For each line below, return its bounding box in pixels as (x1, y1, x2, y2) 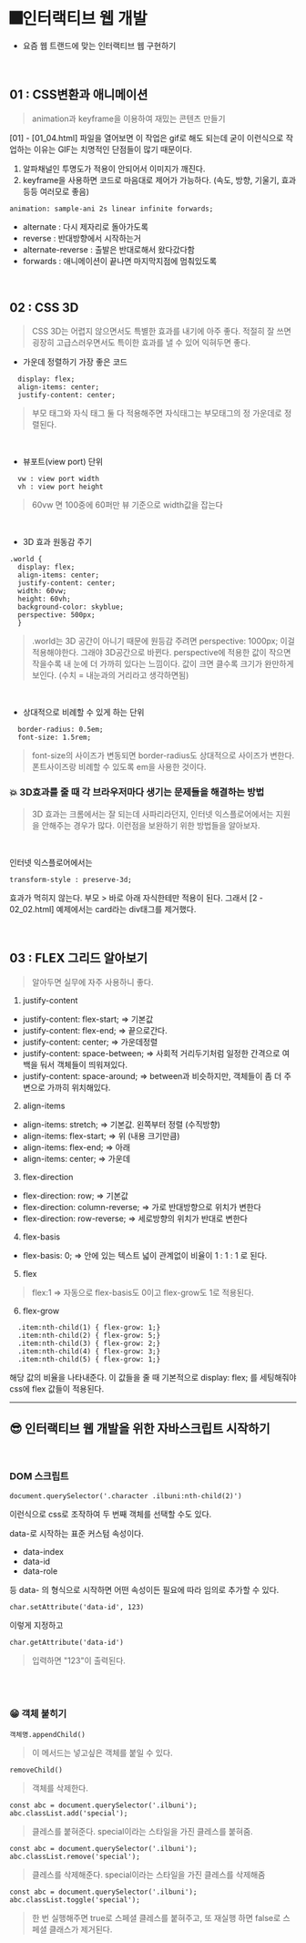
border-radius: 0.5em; (17, 725, 104, 734)
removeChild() (9, 1765, 64, 1775)
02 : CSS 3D (9, 300, 79, 315)
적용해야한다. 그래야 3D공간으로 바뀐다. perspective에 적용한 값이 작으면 (31, 646, 291, 657)
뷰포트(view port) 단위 (22, 456, 103, 467)
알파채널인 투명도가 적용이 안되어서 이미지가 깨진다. (22, 163, 206, 174)
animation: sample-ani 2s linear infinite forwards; (9, 204, 214, 213)
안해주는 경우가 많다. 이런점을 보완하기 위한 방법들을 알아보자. (41, 819, 261, 830)
